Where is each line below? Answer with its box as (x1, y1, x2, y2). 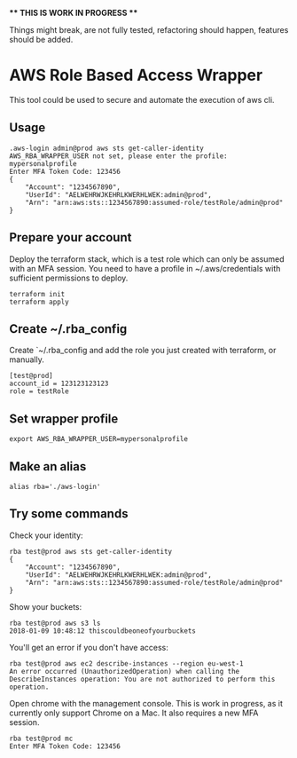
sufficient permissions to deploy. (9, 272, 129, 283)
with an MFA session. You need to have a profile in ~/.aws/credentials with (9, 263, 281, 273)
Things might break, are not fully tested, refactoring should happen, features (9, 25, 289, 35)
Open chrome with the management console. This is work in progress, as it (9, 698, 284, 708)
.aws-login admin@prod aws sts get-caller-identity (9, 144, 204, 153)
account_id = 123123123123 (9, 379, 109, 389)
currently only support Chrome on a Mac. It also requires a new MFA (9, 707, 259, 718)
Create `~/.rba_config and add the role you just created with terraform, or (9, 345, 277, 356)
